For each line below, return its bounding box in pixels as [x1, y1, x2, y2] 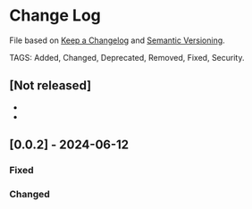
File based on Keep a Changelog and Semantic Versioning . [9, 35, 225, 46]
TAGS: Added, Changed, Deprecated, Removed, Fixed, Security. [9, 52, 245, 63]
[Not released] [9, 78, 92, 94]
